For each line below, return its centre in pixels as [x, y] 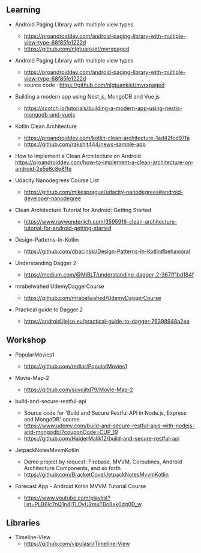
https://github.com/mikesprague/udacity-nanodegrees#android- [103, 192]
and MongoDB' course [52, 419]
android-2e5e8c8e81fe [43, 168]
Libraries [23, 523]
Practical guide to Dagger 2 [49, 310]
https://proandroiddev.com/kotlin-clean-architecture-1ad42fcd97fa [107, 138]
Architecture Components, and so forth [72, 468]
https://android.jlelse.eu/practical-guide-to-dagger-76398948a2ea [107, 321]
